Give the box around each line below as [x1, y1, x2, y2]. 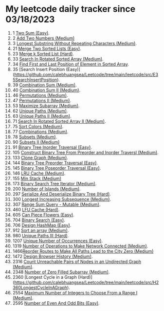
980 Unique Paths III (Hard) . [12, 232, 69, 238]
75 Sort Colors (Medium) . [12, 123, 64, 129]
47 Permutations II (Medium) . [12, 97, 72, 103]
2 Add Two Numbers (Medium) [12, 35, 75, 41]
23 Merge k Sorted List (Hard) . [12, 50, 74, 57]
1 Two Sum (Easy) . [12, 30, 50, 36]
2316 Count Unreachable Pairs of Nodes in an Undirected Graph [12, 258, 142, 265]
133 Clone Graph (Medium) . [12, 155, 69, 160]
